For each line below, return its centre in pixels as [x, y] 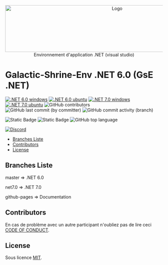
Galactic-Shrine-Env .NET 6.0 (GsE [79, 75]
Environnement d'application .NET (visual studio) [84, 55]
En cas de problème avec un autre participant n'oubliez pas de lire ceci [78, 224]
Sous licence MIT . [24, 257]
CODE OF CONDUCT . [27, 230]
